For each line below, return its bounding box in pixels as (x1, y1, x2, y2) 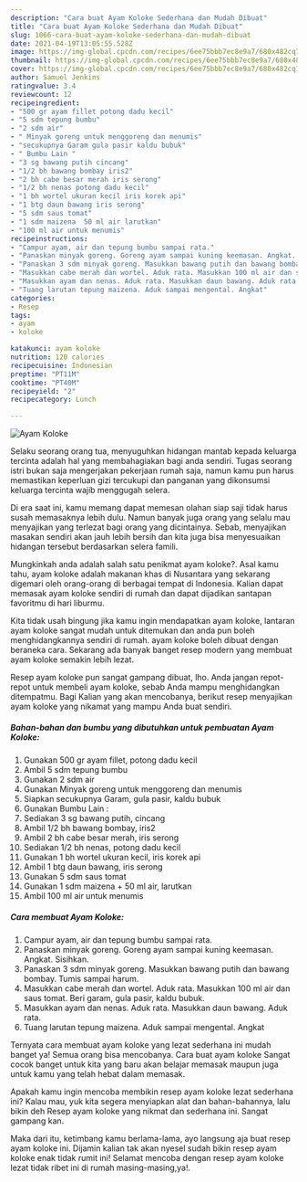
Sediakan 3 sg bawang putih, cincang (23, 813, 166, 824)
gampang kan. (10, 1115, 65, 1126)
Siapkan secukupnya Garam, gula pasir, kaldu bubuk (23, 794, 221, 805)
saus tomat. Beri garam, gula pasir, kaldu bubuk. (23, 993, 205, 1004)
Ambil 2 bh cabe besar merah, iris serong (23, 832, 179, 843)
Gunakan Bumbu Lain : (23, 803, 109, 814)
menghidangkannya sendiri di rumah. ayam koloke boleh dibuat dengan (10, 635, 279, 646)
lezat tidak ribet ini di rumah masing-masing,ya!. (10, 1162, 191, 1174)
